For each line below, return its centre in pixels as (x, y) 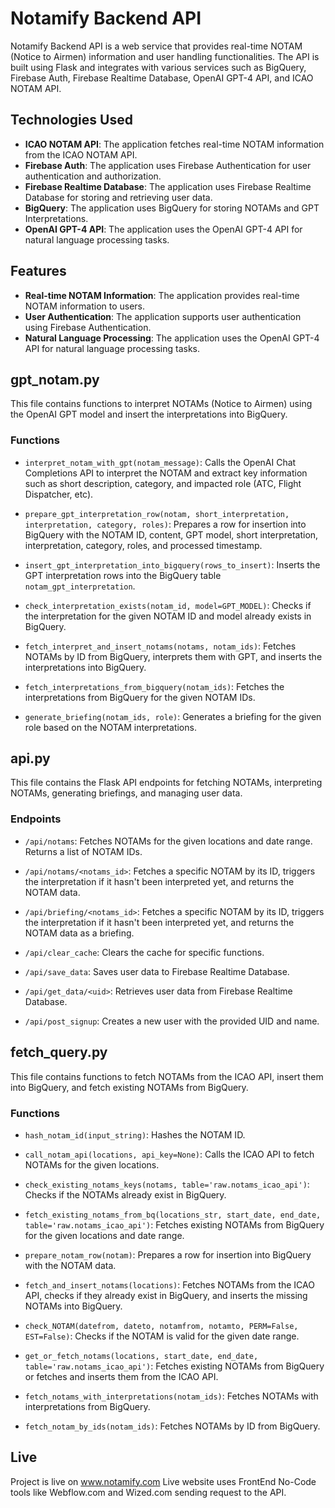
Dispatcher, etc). (59, 494)
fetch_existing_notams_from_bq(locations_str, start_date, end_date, (173, 1215)
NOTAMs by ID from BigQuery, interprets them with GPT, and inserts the (173, 656)
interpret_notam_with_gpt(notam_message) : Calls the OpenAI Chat (160, 462)
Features (38, 271)
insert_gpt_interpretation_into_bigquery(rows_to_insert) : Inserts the (172, 564)
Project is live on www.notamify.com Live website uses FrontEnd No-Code (163, 1481)
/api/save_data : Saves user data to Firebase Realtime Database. (157, 971)
